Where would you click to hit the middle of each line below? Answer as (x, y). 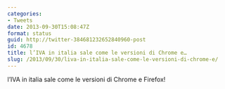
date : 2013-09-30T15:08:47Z (49, 27)
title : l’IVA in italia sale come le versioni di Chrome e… (97, 53)
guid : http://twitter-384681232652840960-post (77, 40)
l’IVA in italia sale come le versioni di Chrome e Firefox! (86, 79)
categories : (25, 14)
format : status (30, 33)
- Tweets (20, 20)
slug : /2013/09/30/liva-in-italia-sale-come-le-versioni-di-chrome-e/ (113, 60)
